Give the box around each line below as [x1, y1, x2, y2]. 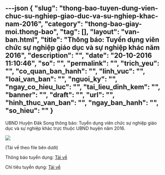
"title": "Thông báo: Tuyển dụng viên [40, 35, 159, 44]
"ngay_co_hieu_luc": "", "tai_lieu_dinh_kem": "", [5, 83, 160, 91]
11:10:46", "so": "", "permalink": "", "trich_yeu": [5, 59, 160, 68]
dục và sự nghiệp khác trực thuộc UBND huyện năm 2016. [5, 125, 126, 131]
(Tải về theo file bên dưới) [5, 144, 58, 150]
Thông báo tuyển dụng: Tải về [5, 154, 67, 160]
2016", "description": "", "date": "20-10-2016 [5, 51, 152, 60]
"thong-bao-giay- [85, 20, 142, 28]
